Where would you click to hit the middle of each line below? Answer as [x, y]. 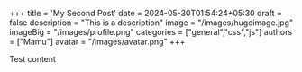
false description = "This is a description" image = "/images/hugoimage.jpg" [151, 22]
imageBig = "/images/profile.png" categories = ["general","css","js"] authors [151, 32]
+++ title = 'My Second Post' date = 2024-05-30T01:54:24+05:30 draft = [146, 13]
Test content [33, 59]
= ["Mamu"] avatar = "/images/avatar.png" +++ [97, 41]
